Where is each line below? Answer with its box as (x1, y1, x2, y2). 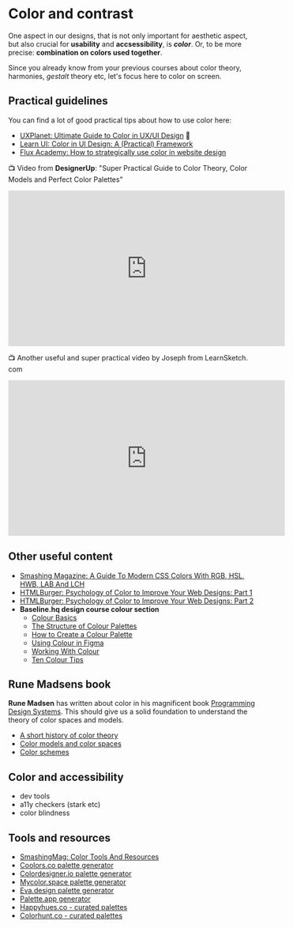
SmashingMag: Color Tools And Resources (19, 852, 160, 862)
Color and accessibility (8, 770, 124, 783)
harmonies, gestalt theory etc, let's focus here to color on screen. (8, 71, 222, 81)
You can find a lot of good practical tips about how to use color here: (8, 115, 232, 125)
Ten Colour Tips (31, 655, 85, 664)
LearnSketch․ (205, 353, 249, 362)
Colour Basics (31, 613, 77, 622)
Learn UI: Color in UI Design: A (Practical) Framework (19, 139, 193, 149)
